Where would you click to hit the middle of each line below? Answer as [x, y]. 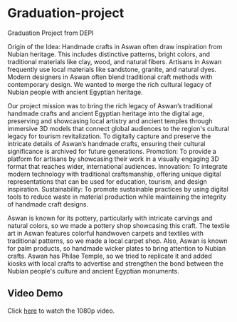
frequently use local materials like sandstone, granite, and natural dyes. [112, 69]
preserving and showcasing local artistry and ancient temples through [110, 121]
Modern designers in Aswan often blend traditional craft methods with [110, 77]
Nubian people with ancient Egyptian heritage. [75, 92]
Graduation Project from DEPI [51, 33]
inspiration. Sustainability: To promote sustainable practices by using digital [118, 189]
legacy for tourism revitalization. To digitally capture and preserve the [109, 136]
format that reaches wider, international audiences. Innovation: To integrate [117, 166]
